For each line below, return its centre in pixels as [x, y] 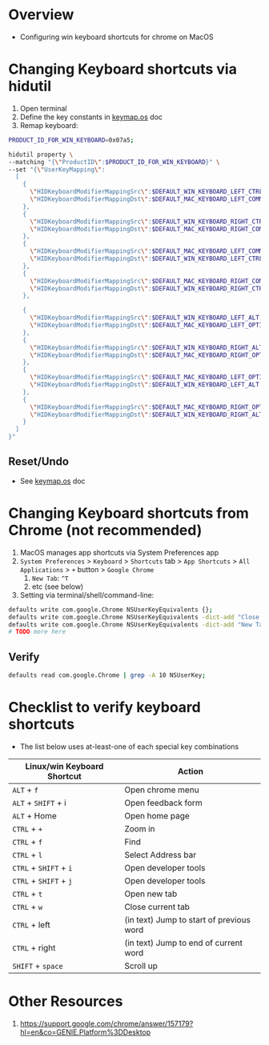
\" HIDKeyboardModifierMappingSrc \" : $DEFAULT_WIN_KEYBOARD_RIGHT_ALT [146, 347]
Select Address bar [160, 855]
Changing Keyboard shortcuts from [129, 513]
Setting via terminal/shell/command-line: [87, 595]
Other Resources [66, 1001]
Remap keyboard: [49, 125]
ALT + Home [35, 815]
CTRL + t [27, 894]
